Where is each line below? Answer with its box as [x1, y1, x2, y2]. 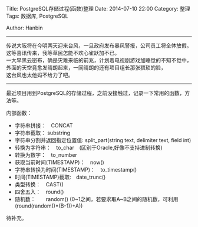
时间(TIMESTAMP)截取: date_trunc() [14, 173, 106, 180]
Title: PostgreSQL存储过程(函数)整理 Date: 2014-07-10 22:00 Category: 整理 [6, 5, 190, 12]
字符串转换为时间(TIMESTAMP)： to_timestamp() [14, 166, 137, 173]
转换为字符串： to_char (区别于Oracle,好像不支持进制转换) [14, 144, 163, 151]
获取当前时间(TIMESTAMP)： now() [14, 159, 104, 166]
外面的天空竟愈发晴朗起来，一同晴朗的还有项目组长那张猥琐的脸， [6, 64, 166, 71]
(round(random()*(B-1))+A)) [14, 202, 83, 209]
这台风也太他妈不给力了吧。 [6, 71, 74, 78]
